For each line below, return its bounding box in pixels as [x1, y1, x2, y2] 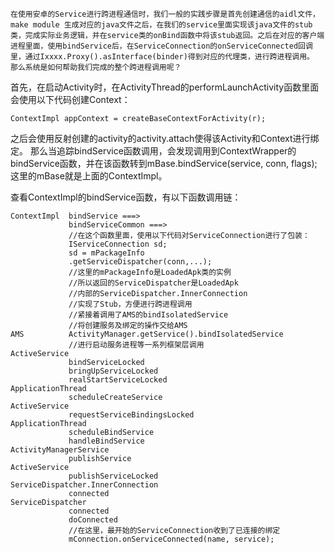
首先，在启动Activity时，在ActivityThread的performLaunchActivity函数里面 [10, 81, 320, 93]
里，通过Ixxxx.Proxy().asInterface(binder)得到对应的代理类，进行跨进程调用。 [10, 52, 315, 62]
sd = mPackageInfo [68, 248, 145, 258]
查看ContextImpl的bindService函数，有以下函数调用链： [10, 191, 242, 203]
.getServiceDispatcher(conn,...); [68, 257, 213, 267]
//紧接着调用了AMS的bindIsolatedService [68, 310, 229, 320]
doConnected [68, 515, 118, 525]
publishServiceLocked [68, 471, 159, 481]
